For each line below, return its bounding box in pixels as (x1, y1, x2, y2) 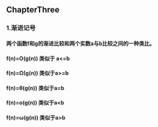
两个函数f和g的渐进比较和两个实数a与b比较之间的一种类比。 (6, 40, 155, 47)
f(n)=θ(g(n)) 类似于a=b (6, 84, 65, 92)
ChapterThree (6, 5, 60, 15)
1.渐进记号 (6, 24, 36, 32)
